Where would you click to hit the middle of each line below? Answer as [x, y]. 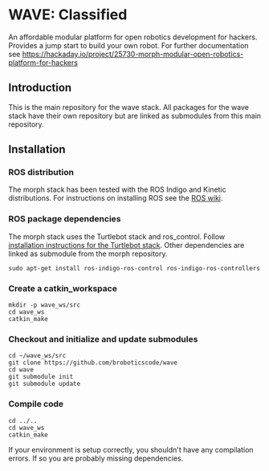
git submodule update [45, 384]
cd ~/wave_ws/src [37, 356]
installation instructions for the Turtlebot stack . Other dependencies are [126, 245]
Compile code [36, 404]
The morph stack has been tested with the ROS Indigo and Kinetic [117, 189]
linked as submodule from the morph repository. [88, 254]
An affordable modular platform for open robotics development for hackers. [133, 37]
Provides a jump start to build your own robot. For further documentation [128, 45]
